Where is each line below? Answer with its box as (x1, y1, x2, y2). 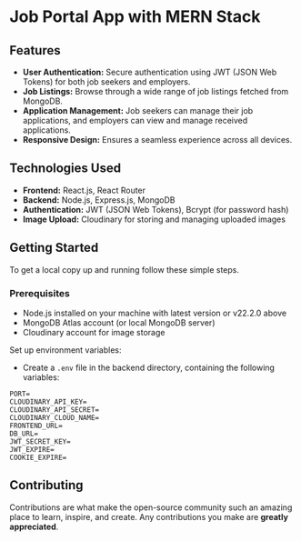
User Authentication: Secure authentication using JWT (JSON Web (22, 66, 277, 77)
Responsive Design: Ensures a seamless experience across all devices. (22, 135, 293, 145)
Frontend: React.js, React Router (22, 185, 146, 195)
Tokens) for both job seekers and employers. (22, 76, 191, 87)
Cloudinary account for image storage (22, 326, 166, 337)
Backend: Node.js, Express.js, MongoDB (22, 194, 176, 205)
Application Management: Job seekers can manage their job (22, 105, 254, 115)
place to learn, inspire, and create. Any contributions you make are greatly (9, 511, 289, 522)
